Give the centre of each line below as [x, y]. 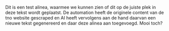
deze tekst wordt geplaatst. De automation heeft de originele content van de [85, 12]
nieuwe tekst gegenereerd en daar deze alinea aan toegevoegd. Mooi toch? [84, 23]
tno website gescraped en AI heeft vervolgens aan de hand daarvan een [80, 18]
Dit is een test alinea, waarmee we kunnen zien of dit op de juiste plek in [80, 7]
